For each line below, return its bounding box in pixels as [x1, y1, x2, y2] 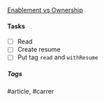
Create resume [17, 45, 61, 54]
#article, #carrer [7, 87, 55, 96]
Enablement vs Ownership [7, 6, 83, 14]
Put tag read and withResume [17, 53, 99, 61]
